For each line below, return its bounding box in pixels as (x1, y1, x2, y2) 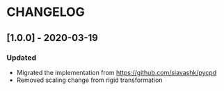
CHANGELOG (6, 4, 85, 20)
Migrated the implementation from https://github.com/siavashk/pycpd (16, 68, 217, 76)
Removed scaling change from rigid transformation (16, 76, 163, 84)
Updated (6, 53, 36, 63)
